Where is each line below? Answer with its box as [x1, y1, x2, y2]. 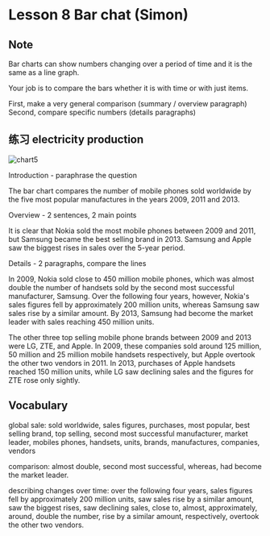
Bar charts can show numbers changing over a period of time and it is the [8, 59, 252, 69]
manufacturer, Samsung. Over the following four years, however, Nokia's [8, 291, 250, 301]
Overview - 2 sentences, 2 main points [8, 210, 137, 219]
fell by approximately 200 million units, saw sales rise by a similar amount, [8, 494, 254, 504]
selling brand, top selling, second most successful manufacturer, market [8, 429, 248, 438]
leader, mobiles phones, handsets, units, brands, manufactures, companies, [8, 437, 260, 447]
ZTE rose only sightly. [8, 375, 81, 384]
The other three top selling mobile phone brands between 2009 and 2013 [8, 332, 252, 342]
